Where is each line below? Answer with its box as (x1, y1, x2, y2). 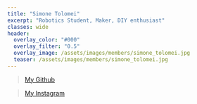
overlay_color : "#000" (13, 37, 80, 44)
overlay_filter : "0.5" (13, 43, 80, 50)
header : (7, 30, 30, 37)
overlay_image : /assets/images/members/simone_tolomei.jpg (13, 50, 191, 57)
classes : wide (7, 23, 49, 30)
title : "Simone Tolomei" (7, 10, 80, 18)
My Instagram (24, 89, 65, 97)
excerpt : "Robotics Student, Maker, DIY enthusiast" (7, 17, 165, 24)
